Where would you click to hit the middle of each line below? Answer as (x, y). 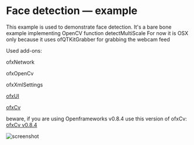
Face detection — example (72, 11)
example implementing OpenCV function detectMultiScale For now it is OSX (97, 33)
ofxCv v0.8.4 (22, 125)
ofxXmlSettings (25, 84)
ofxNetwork (20, 62)
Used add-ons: (24, 50)
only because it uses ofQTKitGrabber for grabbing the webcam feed (88, 39)
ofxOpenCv (20, 73)
